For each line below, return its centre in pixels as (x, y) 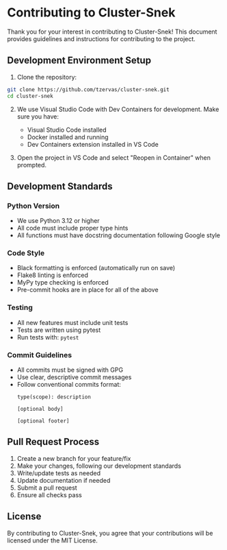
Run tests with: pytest (48, 337)
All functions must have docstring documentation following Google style (119, 235)
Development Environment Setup (79, 61)
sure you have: (38, 116)
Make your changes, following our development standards (99, 466)
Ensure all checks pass (49, 494)
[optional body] (40, 409)
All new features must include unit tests (72, 322)
